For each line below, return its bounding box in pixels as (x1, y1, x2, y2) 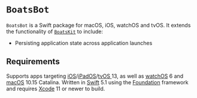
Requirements (6, 56, 60, 67)
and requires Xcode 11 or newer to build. (6, 85, 105, 92)
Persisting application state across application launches (14, 39, 153, 46)
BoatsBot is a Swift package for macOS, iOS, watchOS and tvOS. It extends (6, 21, 191, 29)
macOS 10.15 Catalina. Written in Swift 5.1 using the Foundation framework (6, 78, 189, 86)
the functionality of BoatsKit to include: (6, 28, 104, 35)
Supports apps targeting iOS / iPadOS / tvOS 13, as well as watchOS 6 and (6, 72, 184, 80)
